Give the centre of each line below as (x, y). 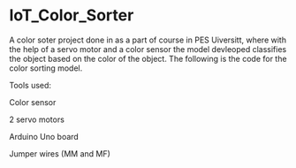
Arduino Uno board (44, 136)
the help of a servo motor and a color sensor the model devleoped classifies (148, 49)
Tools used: (30, 85)
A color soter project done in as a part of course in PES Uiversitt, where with (148, 40)
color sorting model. (46, 68)
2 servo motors (37, 119)
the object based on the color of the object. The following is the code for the (148, 58)
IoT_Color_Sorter (72, 15)
